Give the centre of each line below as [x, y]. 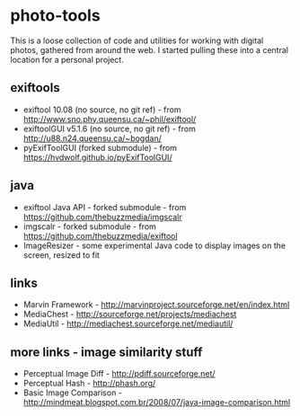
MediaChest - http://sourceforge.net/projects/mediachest [130, 314]
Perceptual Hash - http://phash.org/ [89, 384]
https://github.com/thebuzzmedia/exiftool [100, 235]
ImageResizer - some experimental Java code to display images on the [154, 245]
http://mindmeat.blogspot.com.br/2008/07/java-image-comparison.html [157, 403]
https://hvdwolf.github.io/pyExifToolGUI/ [98, 157]
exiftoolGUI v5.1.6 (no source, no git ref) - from [109, 128]
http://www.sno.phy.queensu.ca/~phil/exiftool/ [110, 119]
